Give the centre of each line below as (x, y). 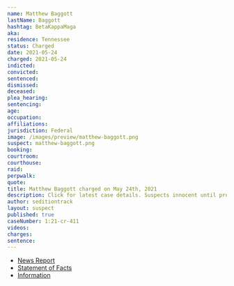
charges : (20, 234)
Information (34, 276)
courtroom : (23, 157)
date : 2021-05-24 (32, 53)
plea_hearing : (28, 98)
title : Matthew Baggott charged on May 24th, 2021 (82, 189)
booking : (20, 150)
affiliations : (28, 124)
